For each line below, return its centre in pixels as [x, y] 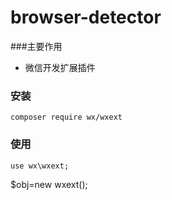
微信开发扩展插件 [60, 67]
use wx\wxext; [40, 166]
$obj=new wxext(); [49, 184]
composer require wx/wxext [66, 117]
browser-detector [86, 17]
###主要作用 [36, 46]
